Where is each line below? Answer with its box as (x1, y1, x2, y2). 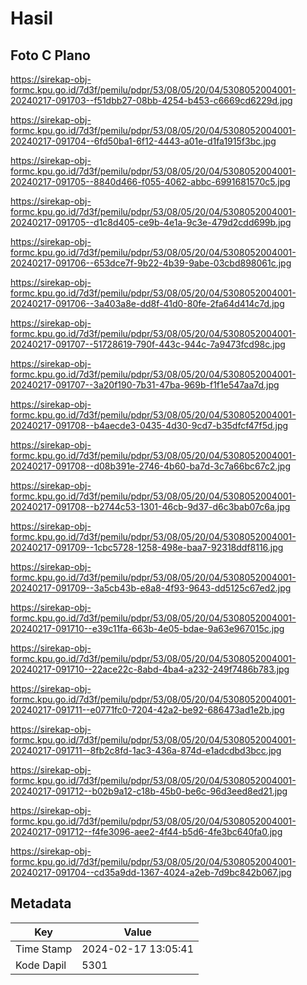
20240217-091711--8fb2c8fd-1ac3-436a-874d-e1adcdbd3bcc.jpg (10, 745, 282, 756)
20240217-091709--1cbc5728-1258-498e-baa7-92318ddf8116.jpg (10, 542, 284, 553)
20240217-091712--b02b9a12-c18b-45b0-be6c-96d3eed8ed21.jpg (10, 785, 288, 797)
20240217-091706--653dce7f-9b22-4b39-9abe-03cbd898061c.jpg (10, 257, 292, 269)
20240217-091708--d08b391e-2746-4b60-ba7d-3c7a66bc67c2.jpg (10, 460, 291, 472)
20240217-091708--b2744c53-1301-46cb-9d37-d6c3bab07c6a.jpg (10, 501, 291, 512)
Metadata (10, 895, 72, 912)
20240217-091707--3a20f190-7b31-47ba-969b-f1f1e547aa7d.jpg (10, 379, 280, 391)
